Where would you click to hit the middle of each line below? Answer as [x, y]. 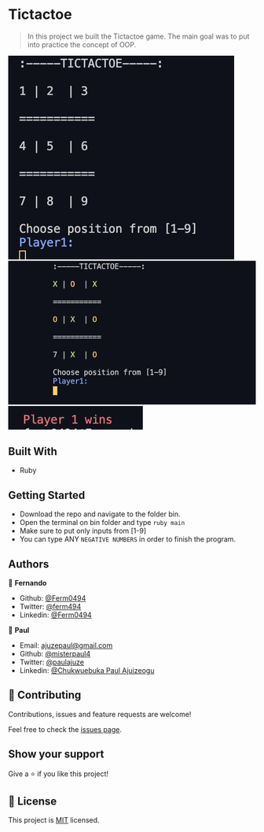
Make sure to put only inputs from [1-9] [83, 531]
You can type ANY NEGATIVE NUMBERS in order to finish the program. [128, 539]
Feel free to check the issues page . [65, 729]
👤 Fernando [27, 583]
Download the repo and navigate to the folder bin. [100, 514]
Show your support [56, 754]
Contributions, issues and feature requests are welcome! [100, 714]
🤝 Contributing [45, 695]
